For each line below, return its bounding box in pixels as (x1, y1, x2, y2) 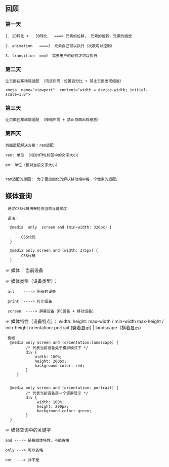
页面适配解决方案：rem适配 (5, 143, 54, 148)
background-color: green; (37, 409, 92, 414)
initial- (130, 87, 148, 92)
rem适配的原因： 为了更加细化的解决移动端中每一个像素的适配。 (5, 176, 120, 182)
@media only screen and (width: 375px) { (10, 248, 99, 253)
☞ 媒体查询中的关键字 (5, 427, 51, 433)
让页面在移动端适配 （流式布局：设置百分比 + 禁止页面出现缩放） (5, 79, 124, 84)
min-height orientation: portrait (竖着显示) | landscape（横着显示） (5, 325, 144, 331)
